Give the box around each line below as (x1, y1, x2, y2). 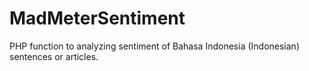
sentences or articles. (9, 50, 99, 62)
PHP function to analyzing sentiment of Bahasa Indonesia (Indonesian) (9, 40, 300, 52)
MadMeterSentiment (9, 7, 186, 30)
